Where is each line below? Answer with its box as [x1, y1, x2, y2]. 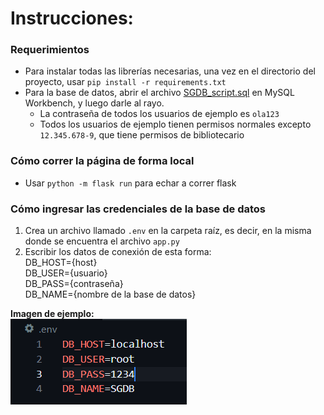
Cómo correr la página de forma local [10, 154, 195, 168]
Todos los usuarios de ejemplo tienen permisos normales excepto [39, 118, 312, 131]
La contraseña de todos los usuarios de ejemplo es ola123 [39, 108, 280, 120]
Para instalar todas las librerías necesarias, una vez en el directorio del [24, 65, 316, 77]
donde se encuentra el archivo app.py [24, 235, 180, 247]
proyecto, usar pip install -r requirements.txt [24, 76, 227, 88]
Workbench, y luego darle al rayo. [24, 97, 165, 109]
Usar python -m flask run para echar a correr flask [24, 177, 237, 189]
